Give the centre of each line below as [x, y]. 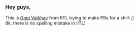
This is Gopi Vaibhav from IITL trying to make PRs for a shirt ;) [70, 18]
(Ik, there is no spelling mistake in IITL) [46, 23]
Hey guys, [18, 7]
